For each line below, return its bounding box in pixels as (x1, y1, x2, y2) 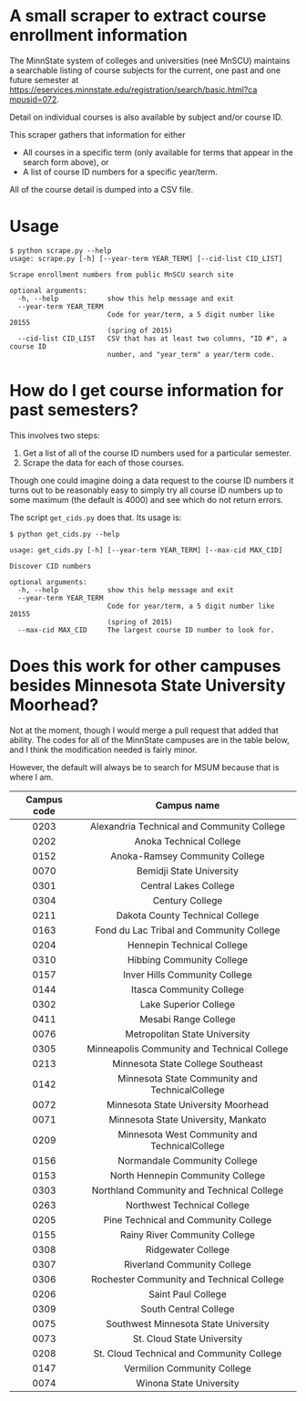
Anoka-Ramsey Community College (110, 850, 266, 863)
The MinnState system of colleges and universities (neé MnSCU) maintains (9, 55, 291, 66)
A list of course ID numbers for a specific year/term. (22, 166, 219, 177)
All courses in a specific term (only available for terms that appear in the (22, 147, 293, 158)
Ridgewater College (145, 1243, 230, 1256)
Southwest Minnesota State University (106, 1317, 270, 1330)
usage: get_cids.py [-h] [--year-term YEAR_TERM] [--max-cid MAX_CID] (9, 545, 283, 555)
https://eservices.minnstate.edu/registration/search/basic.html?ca (9, 84, 258, 95)
